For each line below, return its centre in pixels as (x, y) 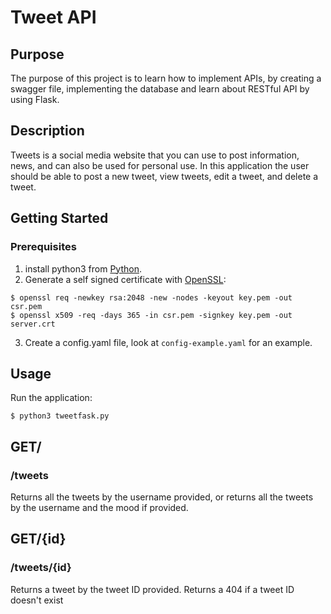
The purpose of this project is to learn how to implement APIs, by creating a (166, 78)
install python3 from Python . (83, 268)
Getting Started (59, 218)
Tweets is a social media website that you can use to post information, (155, 155)
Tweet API (53, 17)
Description (47, 131)
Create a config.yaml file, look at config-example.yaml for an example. (168, 342)
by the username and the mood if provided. (99, 507)
